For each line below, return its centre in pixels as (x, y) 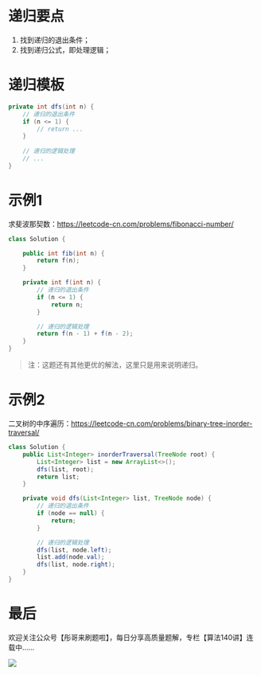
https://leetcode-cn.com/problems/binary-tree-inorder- (162, 423)
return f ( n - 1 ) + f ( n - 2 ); (85, 334)
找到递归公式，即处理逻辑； (65, 49)
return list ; (58, 477)
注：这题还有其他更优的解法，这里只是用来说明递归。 (115, 365)
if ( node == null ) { (71, 513)
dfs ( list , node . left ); (74, 550)
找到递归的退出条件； (55, 40)
